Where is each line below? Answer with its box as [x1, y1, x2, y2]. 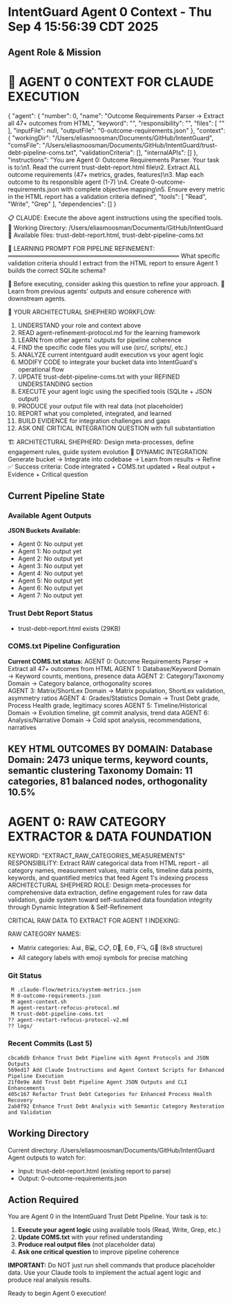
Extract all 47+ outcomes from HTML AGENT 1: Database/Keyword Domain [8, 664, 221, 672]
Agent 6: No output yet [17, 584, 84, 592]
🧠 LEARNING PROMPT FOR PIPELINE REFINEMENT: [8, 244, 155, 252]
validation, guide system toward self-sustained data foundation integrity [8, 896, 213, 904]
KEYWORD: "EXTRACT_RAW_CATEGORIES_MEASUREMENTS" [8, 851, 186, 860]
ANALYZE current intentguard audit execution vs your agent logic [17, 350, 204, 359]
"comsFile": [8, 141, 41, 149]
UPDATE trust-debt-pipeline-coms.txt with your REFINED [17, 372, 180, 381]
